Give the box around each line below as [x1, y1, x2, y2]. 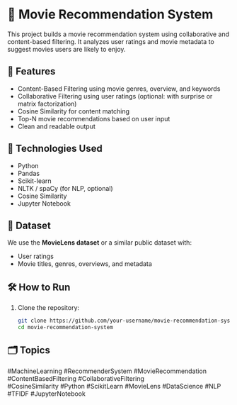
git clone [17, 317, 47, 325]
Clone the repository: [17, 304, 80, 312]
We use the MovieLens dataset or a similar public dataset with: [7, 238, 192, 247]
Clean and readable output [17, 122, 96, 131]
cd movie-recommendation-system [17, 324, 113, 331]
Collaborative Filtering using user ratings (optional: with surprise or [17, 91, 213, 100]
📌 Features [7, 65, 56, 77]
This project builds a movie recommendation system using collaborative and [7, 30, 230, 38]
